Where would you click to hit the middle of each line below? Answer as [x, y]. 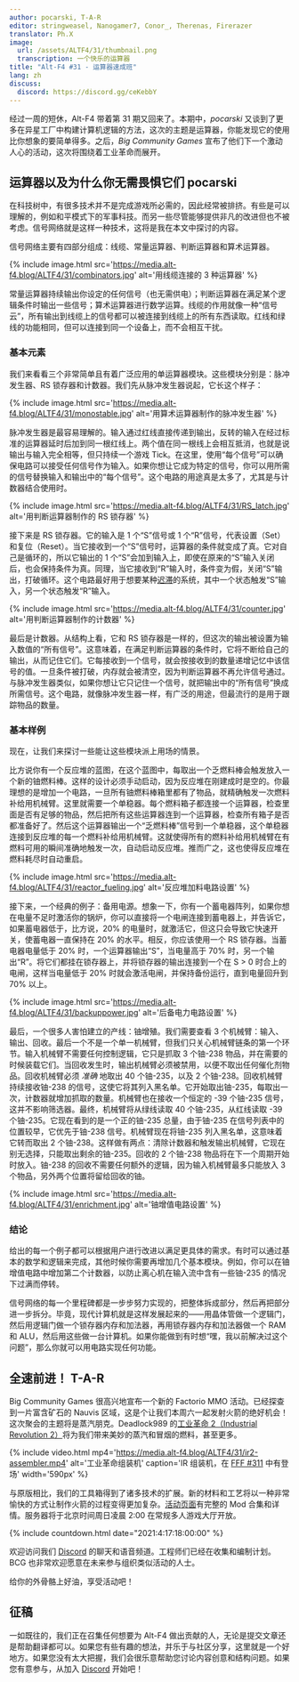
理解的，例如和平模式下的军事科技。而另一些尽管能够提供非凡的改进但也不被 [149, 217]
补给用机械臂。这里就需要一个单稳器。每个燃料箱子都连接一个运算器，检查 [145, 803]
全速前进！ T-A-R [57, 1378]
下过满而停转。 [36, 1284]
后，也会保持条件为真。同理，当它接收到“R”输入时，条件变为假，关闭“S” [142, 568]
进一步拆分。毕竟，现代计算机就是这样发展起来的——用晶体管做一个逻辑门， [149, 1314]
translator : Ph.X [41, 34]
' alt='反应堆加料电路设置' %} [197, 887]
